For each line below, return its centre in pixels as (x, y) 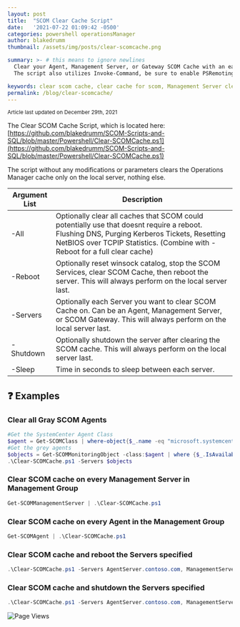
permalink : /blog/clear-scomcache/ (60, 93)
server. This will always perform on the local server (141, 281)
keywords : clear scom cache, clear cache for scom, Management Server (115, 86)
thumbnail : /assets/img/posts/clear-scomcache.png (84, 47)
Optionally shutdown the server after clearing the (138, 340)
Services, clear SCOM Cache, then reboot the (132, 272)
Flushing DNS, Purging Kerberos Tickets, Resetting (141, 234)
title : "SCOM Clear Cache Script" (60, 21)
